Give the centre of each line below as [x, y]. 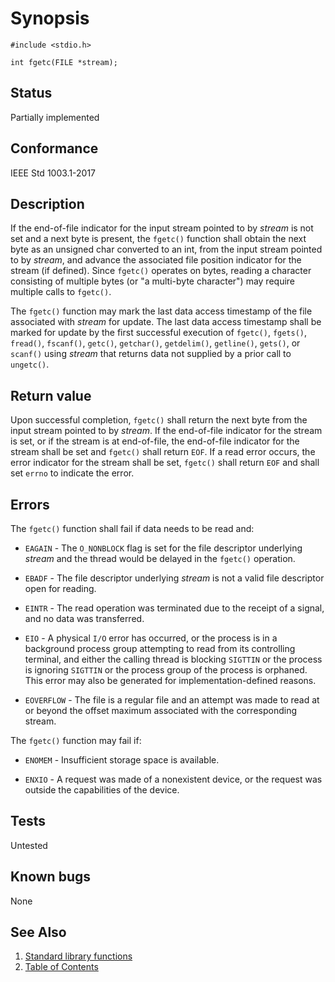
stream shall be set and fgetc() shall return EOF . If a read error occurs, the [163, 452]
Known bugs [51, 877]
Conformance [54, 148]
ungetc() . [30, 364]
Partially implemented [55, 117]
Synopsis [50, 18]
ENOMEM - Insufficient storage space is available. [122, 760]
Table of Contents [61, 967]
